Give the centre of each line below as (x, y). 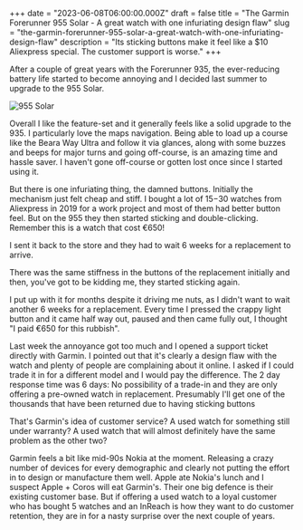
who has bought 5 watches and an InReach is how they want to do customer (151, 506)
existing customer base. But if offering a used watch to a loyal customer (143, 496)
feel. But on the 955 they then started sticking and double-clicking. (134, 218)
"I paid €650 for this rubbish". (65, 328)
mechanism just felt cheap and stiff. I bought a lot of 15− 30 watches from (146, 199)
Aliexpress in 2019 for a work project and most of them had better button (145, 208)
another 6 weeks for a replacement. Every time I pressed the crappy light (146, 309)
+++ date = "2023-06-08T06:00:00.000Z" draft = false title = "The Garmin (149, 13)
